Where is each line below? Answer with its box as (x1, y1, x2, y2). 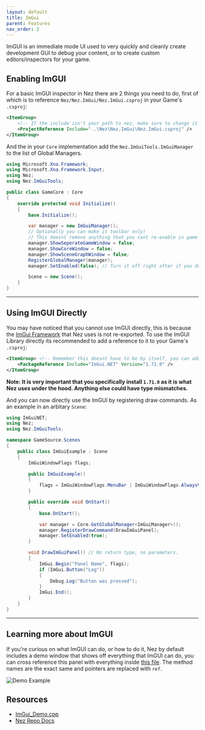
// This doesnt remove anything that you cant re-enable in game (28, 234, 198, 240)
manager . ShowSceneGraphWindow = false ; (28, 251, 130, 258)
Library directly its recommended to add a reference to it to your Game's (6, 337, 189, 345)
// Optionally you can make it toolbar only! (28, 229, 146, 235)
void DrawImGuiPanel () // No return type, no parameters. (28, 549, 179, 556)
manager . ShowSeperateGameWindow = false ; (28, 240, 135, 247)
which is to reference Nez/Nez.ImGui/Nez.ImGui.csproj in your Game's (6, 96, 182, 104)
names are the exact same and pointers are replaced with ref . (6, 665, 162, 672)
